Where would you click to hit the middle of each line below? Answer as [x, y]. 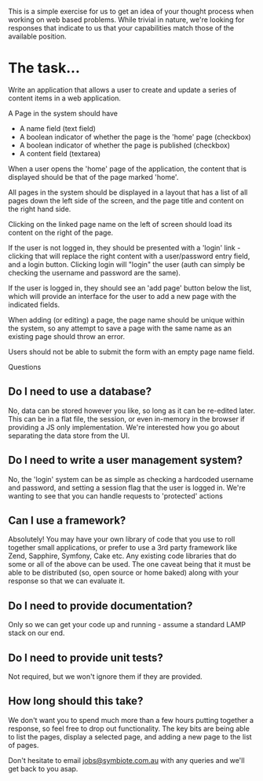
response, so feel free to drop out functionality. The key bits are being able [129, 728]
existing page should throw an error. [67, 336]
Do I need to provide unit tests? [86, 657]
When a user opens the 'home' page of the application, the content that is [128, 169]
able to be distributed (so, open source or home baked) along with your [124, 573]
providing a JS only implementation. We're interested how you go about [124, 427]
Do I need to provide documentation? [100, 606]
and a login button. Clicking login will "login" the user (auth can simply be [127, 264]
